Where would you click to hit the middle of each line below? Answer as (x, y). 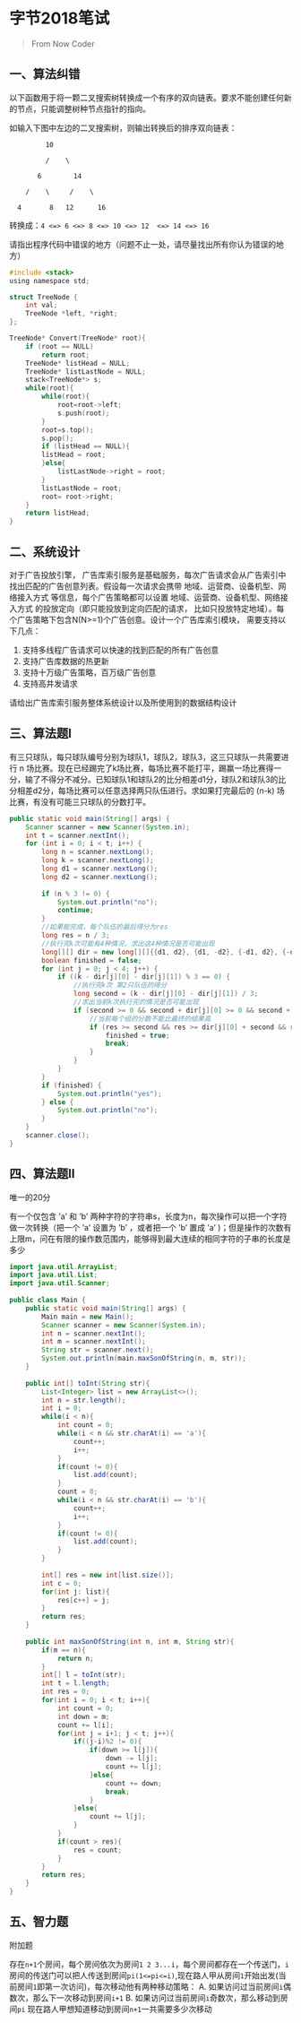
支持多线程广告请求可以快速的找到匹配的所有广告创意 (120, 650)
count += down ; (134, 1783)
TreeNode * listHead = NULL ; (77, 363)
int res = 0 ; (66, 1692)
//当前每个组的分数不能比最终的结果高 (150, 1018)
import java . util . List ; (54, 1275)
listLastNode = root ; (82, 488)
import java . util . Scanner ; (60, 1284)
